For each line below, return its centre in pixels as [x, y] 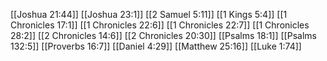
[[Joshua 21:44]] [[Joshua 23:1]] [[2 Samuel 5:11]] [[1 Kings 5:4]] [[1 [149, 14]
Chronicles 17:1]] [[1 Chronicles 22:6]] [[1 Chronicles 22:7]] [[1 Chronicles [160, 25]
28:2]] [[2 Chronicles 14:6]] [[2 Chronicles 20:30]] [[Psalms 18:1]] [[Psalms [163, 35]
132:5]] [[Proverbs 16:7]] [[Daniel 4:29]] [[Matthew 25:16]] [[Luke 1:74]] [156, 46]
